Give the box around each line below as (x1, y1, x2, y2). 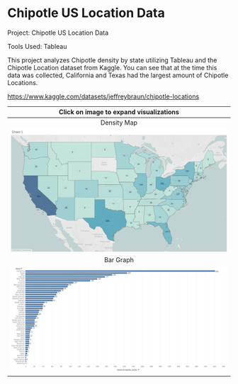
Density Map (100, 118, 138, 127)
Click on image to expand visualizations (59, 108, 179, 116)
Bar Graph (103, 256, 135, 264)
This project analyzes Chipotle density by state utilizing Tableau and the (7, 55, 217, 64)
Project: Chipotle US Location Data (7, 28, 109, 37)
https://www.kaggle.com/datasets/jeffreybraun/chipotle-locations (7, 92, 200, 101)
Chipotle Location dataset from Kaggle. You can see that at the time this (7, 63, 217, 72)
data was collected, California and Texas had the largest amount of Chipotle (7, 71, 229, 79)
